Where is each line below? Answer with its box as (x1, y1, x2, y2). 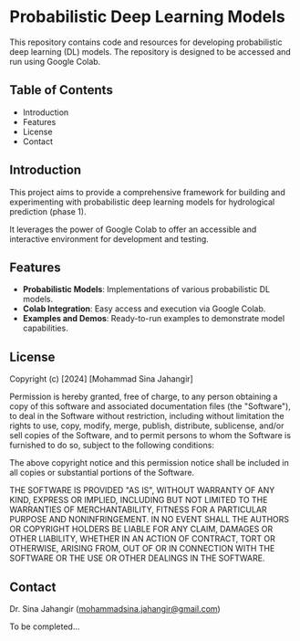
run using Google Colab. (9, 56, 101, 67)
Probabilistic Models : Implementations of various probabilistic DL (22, 284, 271, 295)
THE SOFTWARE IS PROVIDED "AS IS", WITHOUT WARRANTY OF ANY (9, 485, 275, 496)
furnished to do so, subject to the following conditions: (9, 440, 214, 451)
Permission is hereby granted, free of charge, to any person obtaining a (9, 391, 278, 403)
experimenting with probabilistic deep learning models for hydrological (9, 196, 275, 207)
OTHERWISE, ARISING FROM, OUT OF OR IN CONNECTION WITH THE (9, 543, 275, 554)
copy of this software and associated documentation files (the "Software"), (9, 401, 292, 412)
